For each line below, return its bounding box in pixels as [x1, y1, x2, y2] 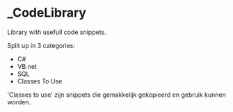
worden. [7, 97, 31, 106]
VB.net [17, 62, 37, 70]
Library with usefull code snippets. [7, 28, 106, 36]
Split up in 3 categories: [7, 41, 75, 49]
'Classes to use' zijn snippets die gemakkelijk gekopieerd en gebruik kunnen [7, 90, 226, 99]
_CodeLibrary [7, 5, 87, 21]
